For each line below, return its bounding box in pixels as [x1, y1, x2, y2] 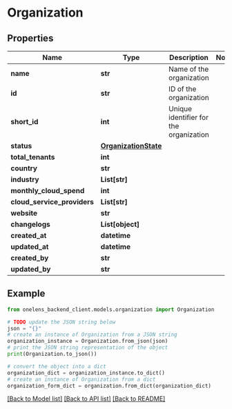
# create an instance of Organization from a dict [7, 376, 156, 383]
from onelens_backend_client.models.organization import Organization [7, 306, 215, 313]
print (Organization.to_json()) [7, 350, 97, 358]
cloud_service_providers [10, 197, 95, 206]
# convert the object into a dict [7, 363, 107, 370]
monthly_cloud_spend [10, 186, 85, 195]
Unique [168, 104, 192, 113]
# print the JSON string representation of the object [7, 344, 168, 351]
